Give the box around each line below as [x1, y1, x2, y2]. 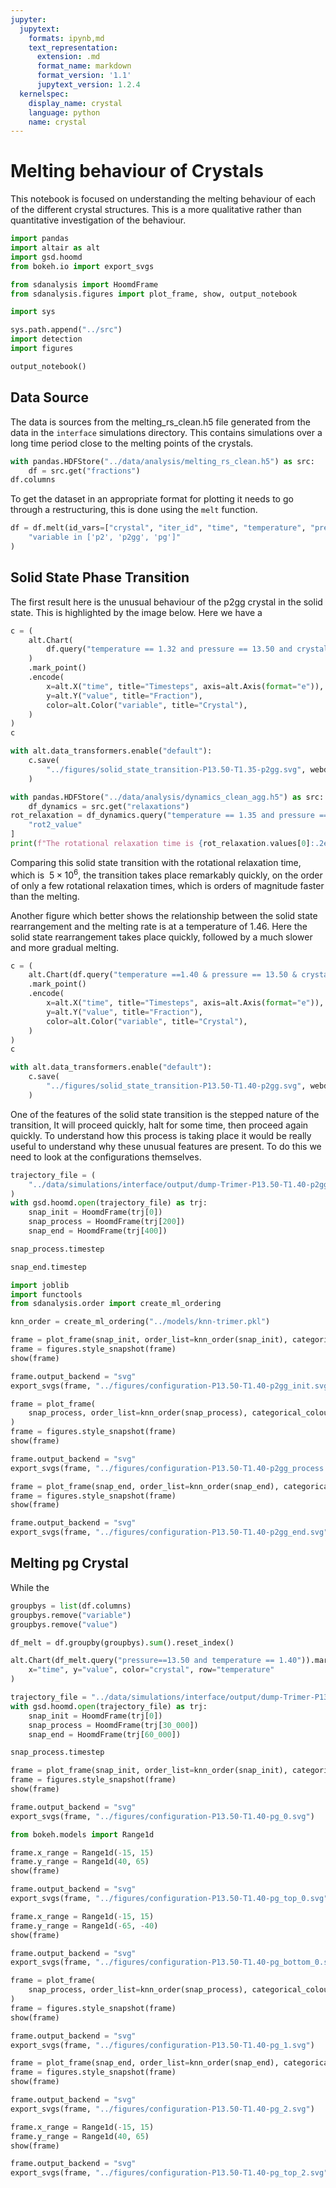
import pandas [10, 234, 70, 244]
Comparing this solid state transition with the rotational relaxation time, [10, 856, 302, 868]
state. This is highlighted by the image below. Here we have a [10, 606, 263, 618]
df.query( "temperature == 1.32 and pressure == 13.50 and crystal [46, 644, 329, 655]
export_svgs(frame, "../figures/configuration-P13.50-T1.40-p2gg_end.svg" [10, 1527, 329, 1538]
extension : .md [36, 52, 101, 62]
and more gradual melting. [10, 941, 120, 953]
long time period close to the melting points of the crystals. [10, 437, 254, 449]
